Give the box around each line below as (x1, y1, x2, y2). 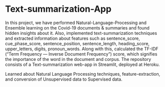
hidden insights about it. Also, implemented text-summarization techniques (5, 30, 158, 36)
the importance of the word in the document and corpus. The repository (5, 56, 151, 62)
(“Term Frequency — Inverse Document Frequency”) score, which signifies (5, 51, 158, 57)
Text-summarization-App (5, 3, 112, 15)
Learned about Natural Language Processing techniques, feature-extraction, (5, 71, 161, 77)
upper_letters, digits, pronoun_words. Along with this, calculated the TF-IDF (5, 46, 159, 52)
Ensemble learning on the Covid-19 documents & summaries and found (5, 25, 150, 30)
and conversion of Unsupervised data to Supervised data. (5, 76, 123, 82)
